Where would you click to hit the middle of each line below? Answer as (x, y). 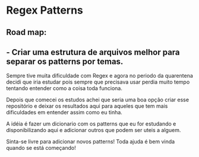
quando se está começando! (41, 148)
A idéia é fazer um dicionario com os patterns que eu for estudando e (91, 124)
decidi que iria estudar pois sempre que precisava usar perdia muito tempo (98, 82)
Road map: (26, 32)
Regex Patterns (45, 10)
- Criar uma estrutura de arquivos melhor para (93, 52)
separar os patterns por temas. (65, 61)
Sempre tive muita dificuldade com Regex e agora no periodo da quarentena (99, 76)
